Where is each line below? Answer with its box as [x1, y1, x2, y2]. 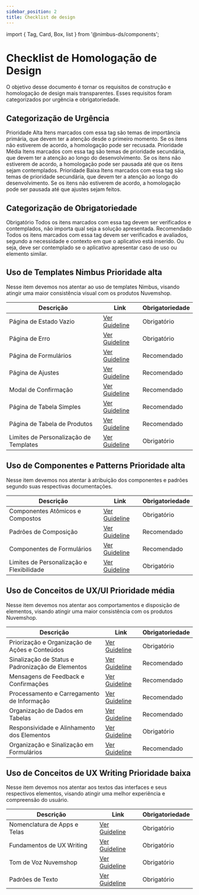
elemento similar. [6, 250, 48, 258]
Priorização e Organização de [9, 638, 92, 646]
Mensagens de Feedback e [9, 672, 85, 680]
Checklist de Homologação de [6, 51, 157, 65]
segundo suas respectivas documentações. [6, 483, 113, 490]
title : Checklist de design [6, 14, 76, 20]
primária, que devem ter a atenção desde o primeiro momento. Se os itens [6, 135, 188, 142]
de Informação [9, 697, 50, 705]
